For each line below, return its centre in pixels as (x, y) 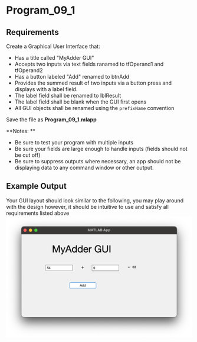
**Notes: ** (21, 131)
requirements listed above (38, 213)
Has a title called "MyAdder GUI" (54, 58)
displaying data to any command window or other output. (84, 167)
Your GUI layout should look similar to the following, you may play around (95, 200)
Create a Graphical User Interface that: (53, 46)
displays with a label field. (46, 89)
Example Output (36, 186)
